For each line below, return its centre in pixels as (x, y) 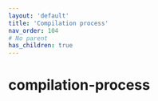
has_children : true (41, 46)
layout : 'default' (39, 16)
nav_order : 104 (34, 30)
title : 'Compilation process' (59, 23)
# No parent (28, 38)
